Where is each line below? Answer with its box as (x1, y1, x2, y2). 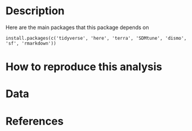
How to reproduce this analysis (5, 60, 163, 74)
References (5, 114, 64, 128)
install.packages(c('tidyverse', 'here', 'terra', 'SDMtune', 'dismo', (5, 35, 187, 41)
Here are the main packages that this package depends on (5, 24, 149, 31)
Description (5, 4, 65, 18)
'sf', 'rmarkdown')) (5, 40, 57, 46)
